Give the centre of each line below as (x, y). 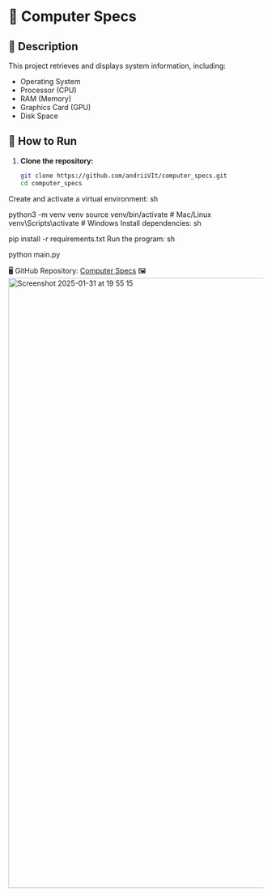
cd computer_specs (51, 183)
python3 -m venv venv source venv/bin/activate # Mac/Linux (110, 214)
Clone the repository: (57, 160)
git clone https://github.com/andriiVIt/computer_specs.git (123, 176)
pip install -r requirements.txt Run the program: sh (92, 239)
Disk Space (39, 116)
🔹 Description (43, 47)
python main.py (34, 254)
